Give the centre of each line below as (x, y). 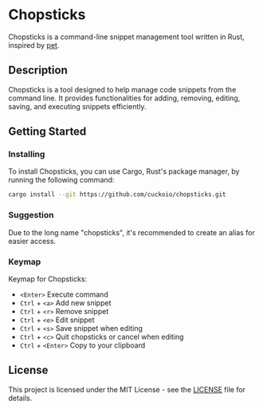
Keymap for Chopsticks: (48, 279)
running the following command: (61, 180)
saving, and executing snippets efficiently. (77, 106)
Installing (27, 155)
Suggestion (31, 215)
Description (38, 71)
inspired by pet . (34, 45)
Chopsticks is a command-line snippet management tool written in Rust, (126, 37)
